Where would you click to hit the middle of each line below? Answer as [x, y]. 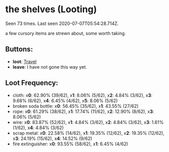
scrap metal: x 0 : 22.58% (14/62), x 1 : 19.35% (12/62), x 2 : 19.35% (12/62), [89, 133]
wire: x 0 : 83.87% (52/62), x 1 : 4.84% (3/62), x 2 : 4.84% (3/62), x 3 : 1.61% [88, 122]
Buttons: [19, 49]
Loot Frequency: [32, 83]
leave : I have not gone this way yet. [50, 67]
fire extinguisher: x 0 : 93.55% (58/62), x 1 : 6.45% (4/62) [70, 144]
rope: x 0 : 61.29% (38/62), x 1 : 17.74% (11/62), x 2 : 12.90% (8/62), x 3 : [83, 111]
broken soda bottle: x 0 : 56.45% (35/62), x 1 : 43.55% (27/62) [75, 106]
